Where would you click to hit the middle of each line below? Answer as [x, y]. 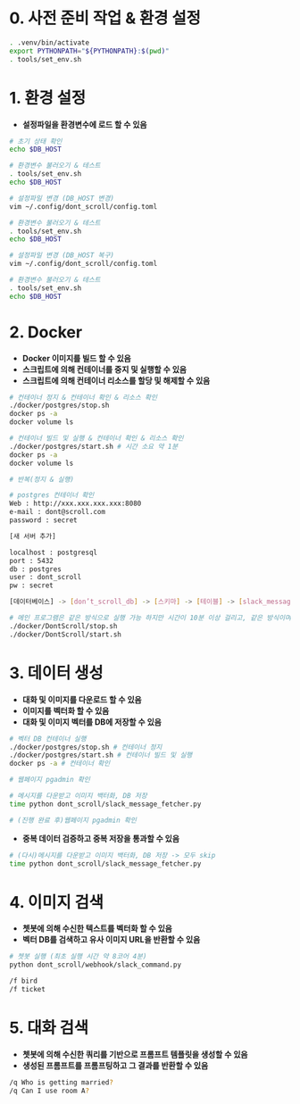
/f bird [24, 981]
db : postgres [36, 569]
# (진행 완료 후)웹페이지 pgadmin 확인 [73, 820]
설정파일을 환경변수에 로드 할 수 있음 [84, 124]
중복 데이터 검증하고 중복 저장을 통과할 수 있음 [101, 838]
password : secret [43, 520]
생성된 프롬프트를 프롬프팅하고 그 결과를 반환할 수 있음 [115, 1065]
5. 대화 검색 [49, 1028]
